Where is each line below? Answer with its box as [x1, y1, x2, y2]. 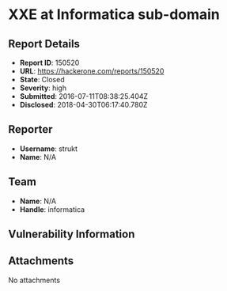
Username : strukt [19, 144, 78, 153]
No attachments [8, 275, 61, 285]
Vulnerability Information [8, 228, 135, 241]
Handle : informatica [19, 204, 85, 214]
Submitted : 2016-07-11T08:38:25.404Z [19, 92, 149, 100]
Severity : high [19, 83, 67, 93]
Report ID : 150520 [19, 58, 80, 67]
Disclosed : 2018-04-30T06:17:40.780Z [19, 100, 148, 109]
